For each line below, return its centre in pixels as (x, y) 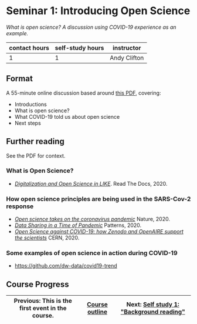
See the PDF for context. (36, 156)
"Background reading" (153, 312)
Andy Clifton (127, 58)
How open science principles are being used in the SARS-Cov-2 (98, 199)
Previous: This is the (43, 301)
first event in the (43, 308)
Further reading (35, 141)
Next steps (28, 123)
